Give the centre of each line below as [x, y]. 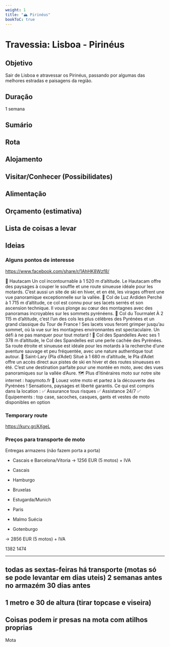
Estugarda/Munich [32, 500]
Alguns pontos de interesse [40, 260]
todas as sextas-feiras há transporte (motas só [81, 570]
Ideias [15, 246]
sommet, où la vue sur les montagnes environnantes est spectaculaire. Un [82, 329]
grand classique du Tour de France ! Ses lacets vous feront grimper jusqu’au [85, 324]
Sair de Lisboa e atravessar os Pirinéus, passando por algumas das [75, 75]
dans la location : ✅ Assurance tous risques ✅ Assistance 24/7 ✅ [73, 391]
